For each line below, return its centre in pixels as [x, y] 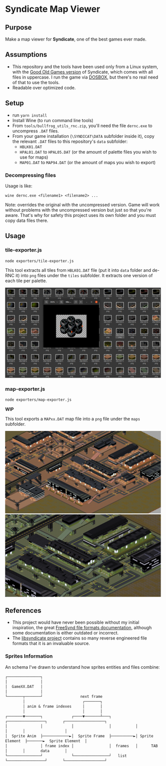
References [23, 611]
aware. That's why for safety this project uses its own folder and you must [81, 215]
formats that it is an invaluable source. [51, 643]
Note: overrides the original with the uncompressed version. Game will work [82, 205]
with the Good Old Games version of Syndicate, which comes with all [83, 72]
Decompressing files [31, 175]
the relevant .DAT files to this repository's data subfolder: [70, 141]
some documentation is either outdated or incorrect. [65, 633]
